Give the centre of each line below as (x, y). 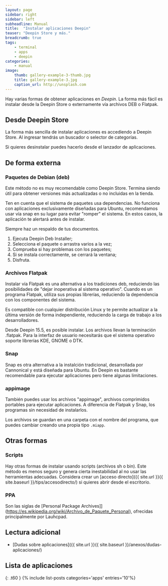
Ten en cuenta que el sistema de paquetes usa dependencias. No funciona (82, 203)
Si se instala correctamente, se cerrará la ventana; (64, 255)
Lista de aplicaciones (39, 566)
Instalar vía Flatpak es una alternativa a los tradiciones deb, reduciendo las (82, 284)
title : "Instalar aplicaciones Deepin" (48, 29)
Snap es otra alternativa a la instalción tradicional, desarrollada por (74, 365)
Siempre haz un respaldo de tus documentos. (52, 229)
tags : (11, 43)
